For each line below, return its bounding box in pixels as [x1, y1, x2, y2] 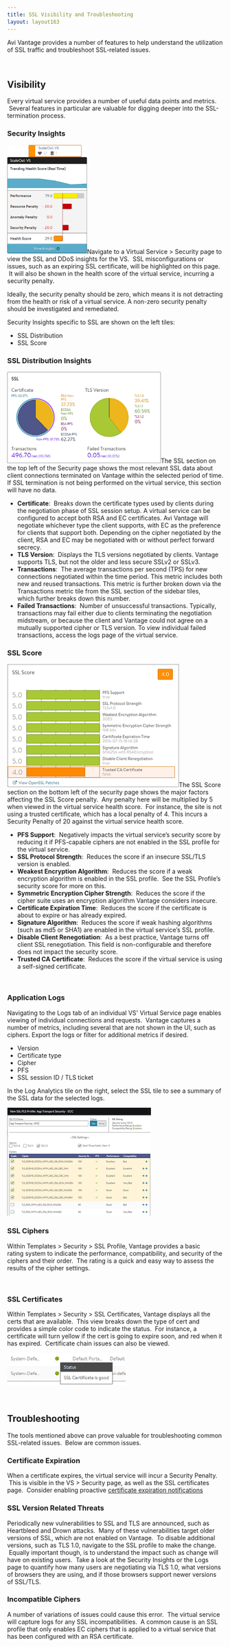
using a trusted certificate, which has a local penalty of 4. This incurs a [7, 810, 208, 819]
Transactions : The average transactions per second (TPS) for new [16, 565, 208, 573]
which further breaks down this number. [16, 594, 131, 602]
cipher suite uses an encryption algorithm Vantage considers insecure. [16, 896, 218, 905]
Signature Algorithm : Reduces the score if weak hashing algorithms [16, 919, 213, 927]
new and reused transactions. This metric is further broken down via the [16, 579, 222, 588]
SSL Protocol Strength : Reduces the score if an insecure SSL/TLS [16, 852, 206, 861]
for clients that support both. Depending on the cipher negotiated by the [16, 528, 222, 536]
